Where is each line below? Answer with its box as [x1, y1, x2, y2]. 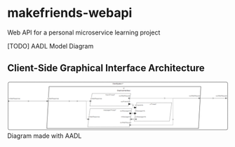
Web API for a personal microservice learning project [7, 28, 161, 37]
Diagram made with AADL [7, 132, 82, 140]
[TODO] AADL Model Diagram [7, 41, 94, 50]
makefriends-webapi [7, 5, 133, 21]
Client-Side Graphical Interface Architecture [7, 62, 205, 75]
